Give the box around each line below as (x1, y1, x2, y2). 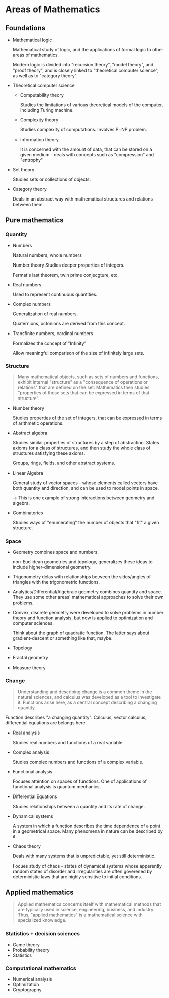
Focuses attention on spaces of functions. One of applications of (12, 778, 147, 784)
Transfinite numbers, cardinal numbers (12, 330, 93, 336)
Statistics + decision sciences (5, 930, 80, 937)
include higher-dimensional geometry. (12, 564, 92, 570)
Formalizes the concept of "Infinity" (12, 340, 87, 346)
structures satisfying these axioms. (12, 450, 86, 456)
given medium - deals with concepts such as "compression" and (20, 152, 154, 157)
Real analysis (12, 729, 40, 736)
